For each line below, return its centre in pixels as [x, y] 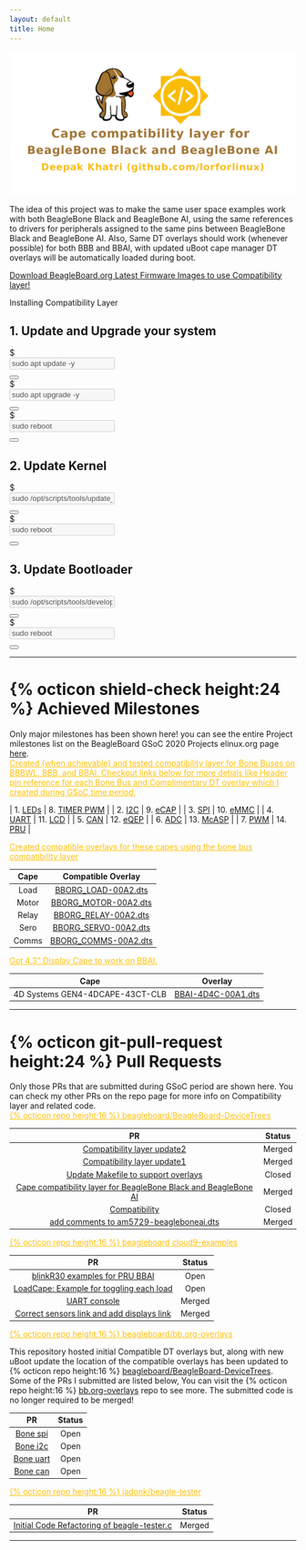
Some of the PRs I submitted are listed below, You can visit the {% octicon [148, 1381]
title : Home [32, 29]
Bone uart [31, 1459]
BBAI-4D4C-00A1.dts [217, 994]
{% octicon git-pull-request [116, 1042]
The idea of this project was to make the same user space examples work [148, 209]
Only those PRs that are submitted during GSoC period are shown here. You [152, 1086]
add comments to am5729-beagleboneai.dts [135, 1222]
